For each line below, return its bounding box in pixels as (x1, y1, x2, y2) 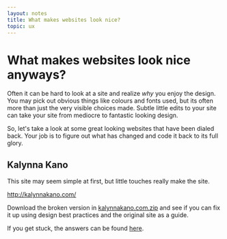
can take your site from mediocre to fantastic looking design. (7, 111, 178, 120)
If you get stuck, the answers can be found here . (7, 224, 144, 233)
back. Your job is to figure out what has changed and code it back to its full (7, 131, 219, 140)
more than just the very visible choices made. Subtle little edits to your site (7, 104, 217, 112)
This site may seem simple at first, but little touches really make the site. (7, 177, 210, 186)
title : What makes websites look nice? (7, 16, 121, 23)
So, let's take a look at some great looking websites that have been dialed (7, 125, 215, 133)
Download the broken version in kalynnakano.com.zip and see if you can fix (7, 203, 221, 212)
